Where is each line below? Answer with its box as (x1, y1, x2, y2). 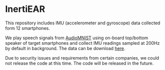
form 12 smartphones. (5, 25, 50, 31)
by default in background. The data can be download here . (5, 45, 126, 51)
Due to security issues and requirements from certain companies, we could (5, 55, 160, 61)
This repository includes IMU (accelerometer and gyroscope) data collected (5, 20, 161, 26)
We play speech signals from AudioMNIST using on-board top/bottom (5, 35, 148, 41)
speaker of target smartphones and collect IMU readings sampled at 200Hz (5, 40, 160, 46)
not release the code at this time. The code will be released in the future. (5, 60, 154, 66)
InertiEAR (5, 3, 46, 15)
